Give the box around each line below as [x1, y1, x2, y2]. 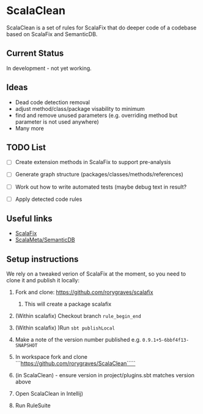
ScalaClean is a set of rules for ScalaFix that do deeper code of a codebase [6, 24, 197, 31]
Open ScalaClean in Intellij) [15, 390, 84, 397]
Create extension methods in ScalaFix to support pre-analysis [15, 159, 171, 166]
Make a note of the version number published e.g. [15, 336, 141, 344]
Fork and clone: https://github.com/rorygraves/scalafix [15, 288, 153, 296]
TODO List [6, 142, 46, 152]
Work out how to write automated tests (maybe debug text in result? [15, 183, 187, 190]
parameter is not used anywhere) [15, 118, 99, 126]
